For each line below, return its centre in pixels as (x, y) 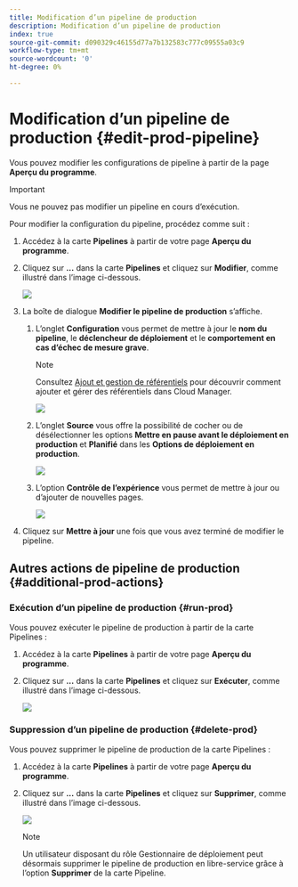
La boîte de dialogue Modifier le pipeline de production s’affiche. (142, 311)
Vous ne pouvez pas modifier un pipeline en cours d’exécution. (125, 207)
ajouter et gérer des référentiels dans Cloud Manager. (134, 391)
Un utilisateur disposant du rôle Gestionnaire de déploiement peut (143, 854)
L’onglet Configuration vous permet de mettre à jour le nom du (151, 328)
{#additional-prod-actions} (87, 583)
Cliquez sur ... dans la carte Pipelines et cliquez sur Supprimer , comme (154, 793)
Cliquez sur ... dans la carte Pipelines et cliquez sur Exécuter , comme (151, 680)
